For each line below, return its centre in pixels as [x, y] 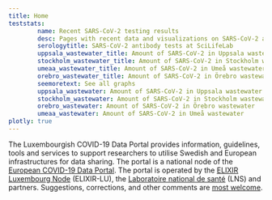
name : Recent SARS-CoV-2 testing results [108, 31]
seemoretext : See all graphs [87, 83]
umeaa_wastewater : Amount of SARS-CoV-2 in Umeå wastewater [141, 114]
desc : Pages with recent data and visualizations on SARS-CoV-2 [148, 38]
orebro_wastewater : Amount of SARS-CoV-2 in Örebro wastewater [146, 106]
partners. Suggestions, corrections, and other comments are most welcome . [136, 187]
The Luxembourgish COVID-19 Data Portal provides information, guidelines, [134, 144]
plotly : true [30, 121]
